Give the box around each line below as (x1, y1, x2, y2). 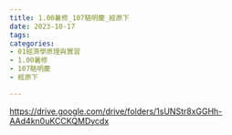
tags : (9, 30, 30, 39)
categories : (9, 38, 55, 48)
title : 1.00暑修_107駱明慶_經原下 (9, 13, 130, 23)
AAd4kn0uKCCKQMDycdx (9, 115, 110, 126)
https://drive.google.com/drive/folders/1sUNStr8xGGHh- (9, 106, 223, 117)
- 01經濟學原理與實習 (9, 47, 80, 57)
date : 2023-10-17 (9, 22, 76, 31)
